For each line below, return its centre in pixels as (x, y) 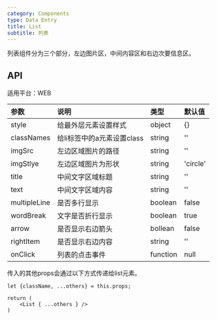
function (164, 254)
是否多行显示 (78, 203)
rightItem (25, 241)
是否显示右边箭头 (85, 229)
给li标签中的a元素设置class (100, 138)
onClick (23, 254)
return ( (20, 299)
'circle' (195, 164)
